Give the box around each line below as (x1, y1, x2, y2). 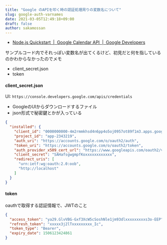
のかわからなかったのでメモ (5, 56, 62, 62)
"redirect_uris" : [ (14, 157, 55, 162)
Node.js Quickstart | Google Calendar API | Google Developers (12, 39, 146, 45)
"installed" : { (9, 125, 41, 130)
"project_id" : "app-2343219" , (14, 134, 77, 139)
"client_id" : (14, 129, 41, 134)
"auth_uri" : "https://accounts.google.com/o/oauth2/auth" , (14, 138, 139, 143)
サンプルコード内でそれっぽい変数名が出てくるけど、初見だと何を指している (5, 50, 162, 56)
